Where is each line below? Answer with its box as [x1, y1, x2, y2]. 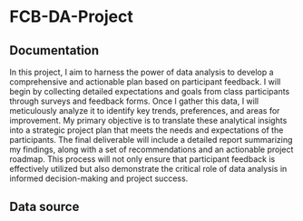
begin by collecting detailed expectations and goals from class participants [9, 86, 290, 96]
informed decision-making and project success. [9, 173, 189, 184]
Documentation [9, 43, 100, 58]
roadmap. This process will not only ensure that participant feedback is [9, 154, 276, 165]
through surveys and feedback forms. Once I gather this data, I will [9, 95, 259, 106]
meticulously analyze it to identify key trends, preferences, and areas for [9, 105, 280, 116]
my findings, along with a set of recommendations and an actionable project [9, 144, 294, 155]
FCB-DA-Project [9, 6, 133, 27]
